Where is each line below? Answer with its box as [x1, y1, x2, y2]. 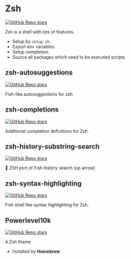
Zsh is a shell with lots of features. [5, 29, 75, 35]
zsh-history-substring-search [5, 142, 100, 150]
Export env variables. [12, 43, 56, 49]
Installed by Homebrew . [12, 249, 62, 254]
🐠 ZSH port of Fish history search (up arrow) [5, 165, 95, 171]
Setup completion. [12, 49, 50, 55]
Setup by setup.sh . [12, 38, 51, 44]
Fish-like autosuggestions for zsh [5, 91, 73, 97]
